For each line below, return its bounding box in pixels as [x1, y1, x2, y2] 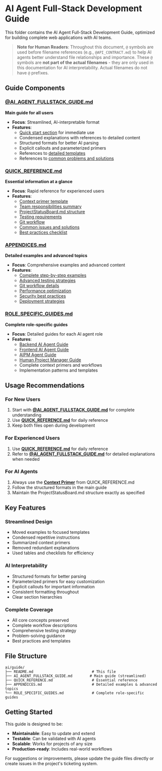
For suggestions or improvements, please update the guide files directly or [5, 755, 154, 761]
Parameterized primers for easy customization [12, 578, 105, 584]
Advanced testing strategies [19, 278, 76, 283]
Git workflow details [19, 283, 60, 289]
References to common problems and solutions [19, 155, 114, 161]
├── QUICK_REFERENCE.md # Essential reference [5, 677, 138, 682]
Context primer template [19, 198, 68, 204]
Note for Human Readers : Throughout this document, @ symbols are [16, 44, 154, 50]
